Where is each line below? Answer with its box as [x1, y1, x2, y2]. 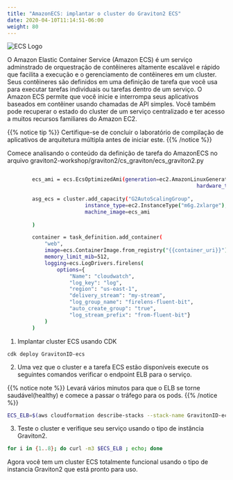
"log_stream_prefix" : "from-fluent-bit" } [69, 311, 191, 319]
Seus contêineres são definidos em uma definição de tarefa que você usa [7, 78, 218, 86]
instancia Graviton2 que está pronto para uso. [7, 465, 138, 474]
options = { [56, 266, 85, 273]
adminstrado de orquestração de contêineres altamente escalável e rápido [7, 63, 221, 72]
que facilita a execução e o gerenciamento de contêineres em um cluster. [7, 70, 217, 79]
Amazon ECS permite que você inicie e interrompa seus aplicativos [7, 93, 199, 101]
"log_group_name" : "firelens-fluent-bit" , [69, 298, 194, 306]
